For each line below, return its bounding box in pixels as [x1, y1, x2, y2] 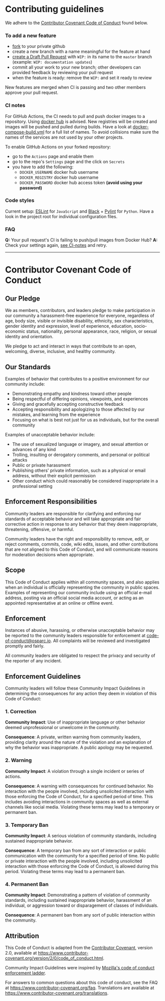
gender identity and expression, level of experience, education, [5, 323, 133, 329]
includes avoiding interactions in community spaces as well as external [5, 799, 149, 805]
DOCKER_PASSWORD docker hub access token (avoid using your [19, 179, 143, 186]
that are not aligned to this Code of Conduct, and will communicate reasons [5, 546, 158, 552]
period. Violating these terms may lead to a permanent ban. [5, 869, 125, 875]
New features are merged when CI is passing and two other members [5, 84, 146, 90]
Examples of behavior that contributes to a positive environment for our [5, 376, 150, 382]
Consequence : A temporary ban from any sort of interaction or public [5, 847, 146, 853]
